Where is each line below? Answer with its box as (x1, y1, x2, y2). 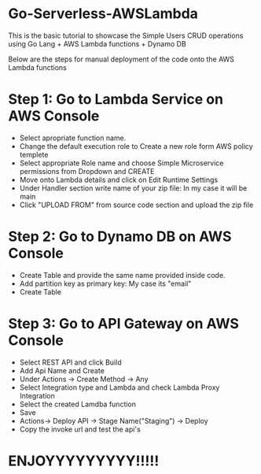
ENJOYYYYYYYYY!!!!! (8, 452, 160, 469)
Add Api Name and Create (19, 365, 105, 375)
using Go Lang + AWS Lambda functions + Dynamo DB (8, 39, 186, 48)
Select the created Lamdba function (19, 399, 136, 409)
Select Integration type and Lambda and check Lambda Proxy (19, 383, 220, 392)
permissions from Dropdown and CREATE (19, 166, 155, 176)
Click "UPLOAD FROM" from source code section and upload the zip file (19, 200, 254, 209)
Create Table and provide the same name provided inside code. (19, 270, 226, 280)
